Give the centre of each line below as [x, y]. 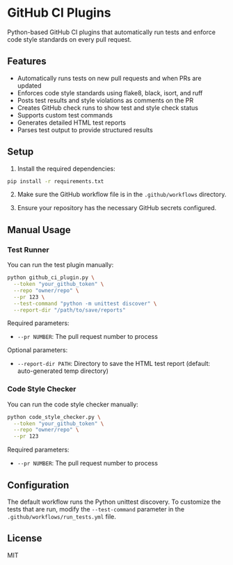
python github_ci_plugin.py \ [51, 278]
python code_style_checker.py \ [54, 417]
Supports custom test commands [65, 115]
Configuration [38, 485]
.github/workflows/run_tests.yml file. [62, 516]
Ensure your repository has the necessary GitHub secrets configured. [117, 208]
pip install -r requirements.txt [56, 181]
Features [27, 62]
